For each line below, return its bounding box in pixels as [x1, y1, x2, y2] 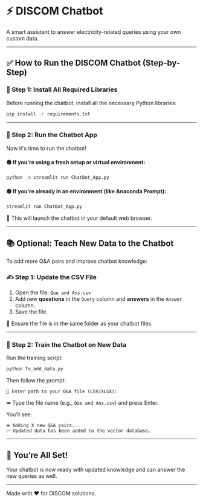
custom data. [6, 34, 39, 42]
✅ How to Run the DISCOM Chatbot [6, 58, 141, 68]
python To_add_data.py [6, 366, 63, 372]
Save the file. [14, 308, 48, 315]
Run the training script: [6, 354, 63, 362]
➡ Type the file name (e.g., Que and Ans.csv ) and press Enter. [6, 399, 159, 407]
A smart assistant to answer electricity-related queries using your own [6, 28, 181, 36]
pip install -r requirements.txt [6, 111, 91, 117]
